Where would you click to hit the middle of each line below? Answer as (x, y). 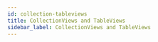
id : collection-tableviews (47, 14)
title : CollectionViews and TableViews (67, 21)
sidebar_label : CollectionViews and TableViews (79, 27)
